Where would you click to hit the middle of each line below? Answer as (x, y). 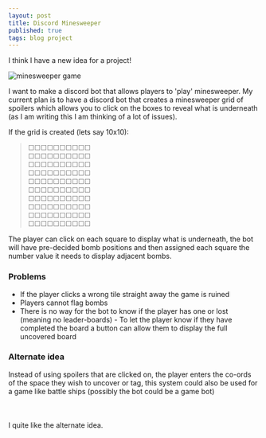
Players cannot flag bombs (64, 303)
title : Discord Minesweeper (55, 23)
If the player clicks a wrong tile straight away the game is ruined (125, 294)
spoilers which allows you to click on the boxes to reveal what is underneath (133, 108)
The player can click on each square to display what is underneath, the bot (131, 239)
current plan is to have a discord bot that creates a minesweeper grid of (126, 100)
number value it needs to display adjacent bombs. (90, 256)
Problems (27, 277)
